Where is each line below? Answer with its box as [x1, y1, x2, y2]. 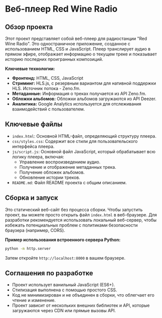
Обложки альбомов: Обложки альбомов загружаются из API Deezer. [12, 96, 157, 102]
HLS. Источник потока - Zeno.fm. [12, 86, 81, 91]
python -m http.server [5, 246, 51, 251]
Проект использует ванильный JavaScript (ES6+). [12, 282, 115, 288]
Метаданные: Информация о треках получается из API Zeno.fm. [12, 91, 146, 96]
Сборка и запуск [5, 194, 58, 202]
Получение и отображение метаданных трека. [19, 164, 116, 170]
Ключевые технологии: [5, 66, 55, 71]
